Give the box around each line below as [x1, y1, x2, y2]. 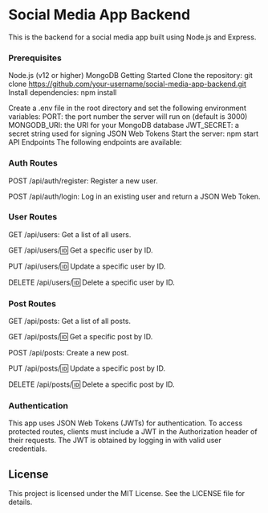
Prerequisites [8, 52, 62, 64]
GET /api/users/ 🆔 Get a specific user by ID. [8, 245, 154, 255]
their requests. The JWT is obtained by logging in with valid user [8, 436, 222, 445]
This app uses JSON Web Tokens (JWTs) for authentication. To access [8, 418, 243, 428]
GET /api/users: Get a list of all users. [8, 229, 132, 239]
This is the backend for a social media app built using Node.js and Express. [8, 32, 257, 42]
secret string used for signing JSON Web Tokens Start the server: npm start [8, 129, 259, 138]
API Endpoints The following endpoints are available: [8, 137, 182, 147]
